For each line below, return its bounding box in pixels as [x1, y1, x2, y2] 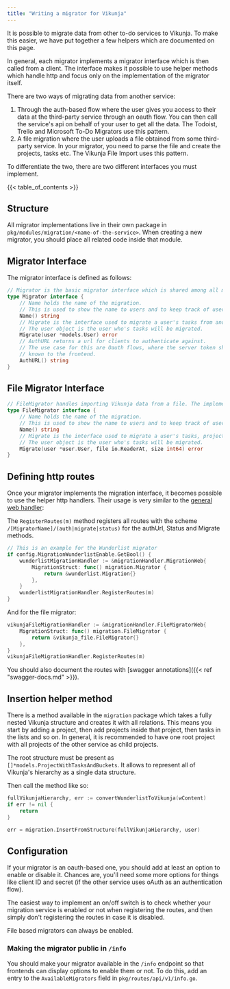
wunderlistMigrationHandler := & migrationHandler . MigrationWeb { [19, 557, 207, 564]
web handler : [7, 504, 44, 512]
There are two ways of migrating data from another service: [7, 92, 176, 100]
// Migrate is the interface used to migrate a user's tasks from [19, 318, 213, 326]
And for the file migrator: [7, 608, 77, 616]
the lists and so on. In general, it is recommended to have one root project [7, 733, 216, 741]
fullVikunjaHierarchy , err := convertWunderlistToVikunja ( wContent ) [7, 795, 207, 802]
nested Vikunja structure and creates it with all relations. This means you [7, 719, 212, 727]
